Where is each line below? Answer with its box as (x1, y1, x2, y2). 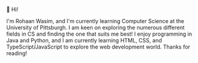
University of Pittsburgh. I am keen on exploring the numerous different (6, 24, 185, 31)
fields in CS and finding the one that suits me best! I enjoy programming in (6, 30, 193, 38)
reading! (6, 50, 27, 57)
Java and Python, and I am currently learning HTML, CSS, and (6, 37, 163, 44)
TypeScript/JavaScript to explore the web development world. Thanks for (6, 43, 191, 50)
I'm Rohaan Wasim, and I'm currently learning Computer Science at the (6, 18, 185, 24)
